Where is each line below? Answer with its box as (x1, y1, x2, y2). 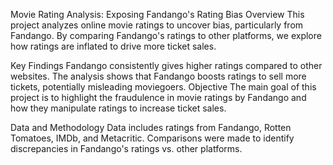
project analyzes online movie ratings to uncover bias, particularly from (10, 19, 304, 31)
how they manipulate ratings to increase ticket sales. (10, 102, 227, 114)
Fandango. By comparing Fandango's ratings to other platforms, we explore (10, 30, 322, 41)
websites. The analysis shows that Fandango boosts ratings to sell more (10, 70, 307, 82)
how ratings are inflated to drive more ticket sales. (10, 40, 217, 52)
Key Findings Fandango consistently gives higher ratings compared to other (10, 60, 323, 71)
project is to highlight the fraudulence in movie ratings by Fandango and (10, 92, 307, 103)
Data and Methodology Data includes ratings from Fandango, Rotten (10, 122, 292, 133)
